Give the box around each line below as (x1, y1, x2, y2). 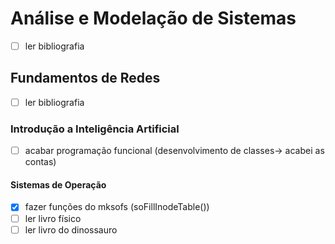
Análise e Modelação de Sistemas (10, 7, 297, 30)
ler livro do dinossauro (24, 223, 118, 236)
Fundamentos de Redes (10, 70, 161, 87)
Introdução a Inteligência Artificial (10, 122, 180, 136)
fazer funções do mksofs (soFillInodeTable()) (24, 201, 210, 213)
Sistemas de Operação (10, 178, 107, 191)
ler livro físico (24, 212, 82, 224)
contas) (24, 156, 57, 168)
